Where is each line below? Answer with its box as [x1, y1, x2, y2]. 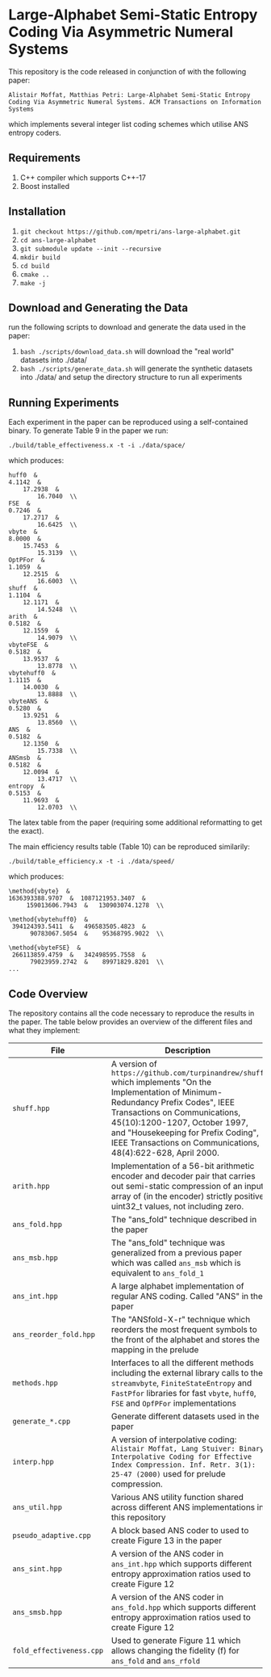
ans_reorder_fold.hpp [12, 1330, 95, 1339]
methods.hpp [12, 1379, 59, 1387]
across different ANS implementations [111, 1502, 256, 1512]
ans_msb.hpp [12, 1254, 59, 1262]
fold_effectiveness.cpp [12, 1646, 104, 1655]
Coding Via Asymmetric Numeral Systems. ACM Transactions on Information [8, 98, 262, 106]
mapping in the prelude [111, 1344, 199, 1355]
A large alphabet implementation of [111, 1280, 244, 1292]
